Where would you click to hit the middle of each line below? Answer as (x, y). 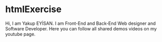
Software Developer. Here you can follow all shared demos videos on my (81, 28)
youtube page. (21, 34)
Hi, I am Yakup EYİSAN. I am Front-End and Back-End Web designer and (80, 23)
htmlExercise (33, 9)
